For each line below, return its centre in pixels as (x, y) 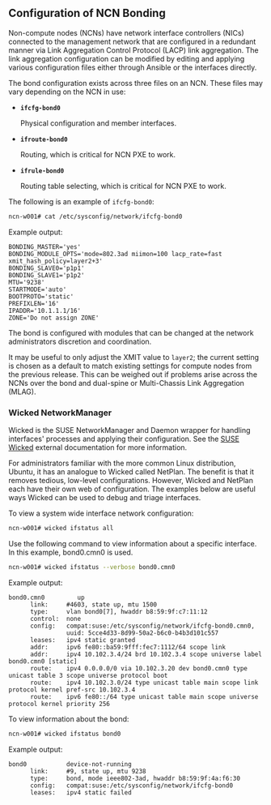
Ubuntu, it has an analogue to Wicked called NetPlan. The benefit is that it (131, 471)
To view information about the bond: (69, 719)
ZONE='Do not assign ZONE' (54, 318)
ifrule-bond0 (42, 171)
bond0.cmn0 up (47, 597)
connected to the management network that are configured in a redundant (132, 41)
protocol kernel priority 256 (59, 704)
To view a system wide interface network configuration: (101, 513)
